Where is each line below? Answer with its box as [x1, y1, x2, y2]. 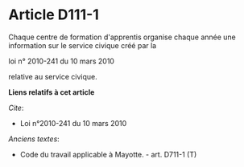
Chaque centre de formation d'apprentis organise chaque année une [8, 32, 236, 42]
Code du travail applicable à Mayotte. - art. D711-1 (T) [19, 149, 197, 159]
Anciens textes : [8, 134, 60, 144]
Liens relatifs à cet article [8, 87, 95, 97]
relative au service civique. [8, 71, 98, 81]
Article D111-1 [8, 6, 99, 24]
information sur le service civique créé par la [8, 40, 157, 50]
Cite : [8, 103, 24, 112]
